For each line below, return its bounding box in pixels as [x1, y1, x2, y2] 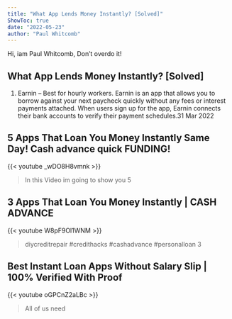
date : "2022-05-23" [7, 23, 65, 30]
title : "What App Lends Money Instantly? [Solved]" [7, 10, 163, 18]
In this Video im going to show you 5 [24, 175, 131, 184]
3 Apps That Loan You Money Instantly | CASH [7, 196, 217, 208]
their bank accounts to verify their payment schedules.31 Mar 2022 [17, 111, 214, 121]
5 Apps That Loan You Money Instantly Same [7, 132, 210, 144]
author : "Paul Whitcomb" [7, 30, 81, 38]
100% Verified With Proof [7, 272, 123, 284]
